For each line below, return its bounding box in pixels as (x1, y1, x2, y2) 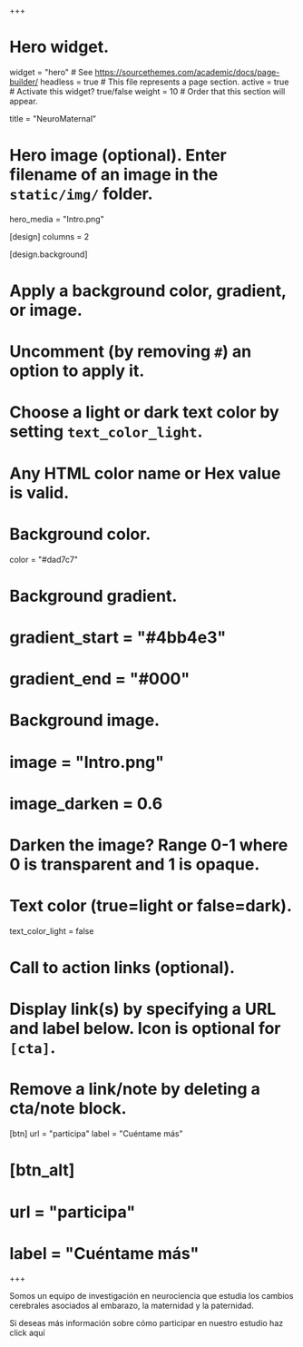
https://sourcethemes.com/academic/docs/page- (94, 66, 280, 77)
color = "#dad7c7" (9, 554, 79, 565)
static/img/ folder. (9, 183, 153, 204)
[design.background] (9, 249, 88, 260)
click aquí (9, 1327, 45, 1339)
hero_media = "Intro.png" (9, 213, 104, 224)
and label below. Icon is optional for (9, 1018, 281, 1039)
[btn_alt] (9, 1160, 75, 1181)
